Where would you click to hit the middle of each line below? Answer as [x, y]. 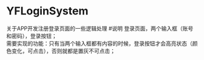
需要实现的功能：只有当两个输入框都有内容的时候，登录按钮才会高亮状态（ [99, 43]
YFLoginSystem [47, 11]
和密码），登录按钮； [32, 36]
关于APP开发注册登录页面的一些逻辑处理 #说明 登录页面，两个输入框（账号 [100, 28]
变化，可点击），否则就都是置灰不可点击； [63, 51]
